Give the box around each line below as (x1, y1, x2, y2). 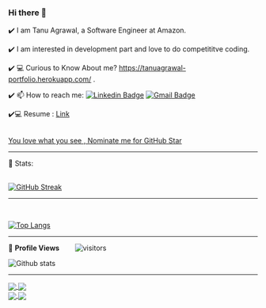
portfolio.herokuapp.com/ (8, 74, 92, 84)
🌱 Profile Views (8, 243, 60, 253)
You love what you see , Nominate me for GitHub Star (8, 136, 182, 146)
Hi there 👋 (8, 7, 47, 18)
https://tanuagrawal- (118, 63, 186, 73)
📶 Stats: (8, 158, 34, 169)
